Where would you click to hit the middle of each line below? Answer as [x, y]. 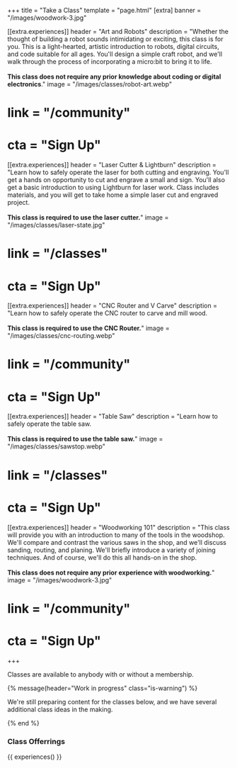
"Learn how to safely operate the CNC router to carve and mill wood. [108, 313]
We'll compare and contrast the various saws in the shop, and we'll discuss [117, 542]
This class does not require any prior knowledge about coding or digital [114, 77]
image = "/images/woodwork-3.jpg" [60, 580]
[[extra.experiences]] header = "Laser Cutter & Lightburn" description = [112, 165]
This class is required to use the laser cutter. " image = [88, 218]
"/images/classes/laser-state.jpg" [56, 225]
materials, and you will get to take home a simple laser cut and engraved [113, 195]
